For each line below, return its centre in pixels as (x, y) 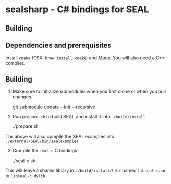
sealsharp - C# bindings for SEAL (77, 9)
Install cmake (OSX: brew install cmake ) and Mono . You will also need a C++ (85, 58)
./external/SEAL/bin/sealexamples (42, 141)
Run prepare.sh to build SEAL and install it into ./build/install (79, 117)
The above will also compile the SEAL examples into (60, 137)
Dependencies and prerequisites (58, 45)
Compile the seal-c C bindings (45, 151)
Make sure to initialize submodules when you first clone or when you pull (89, 91)
